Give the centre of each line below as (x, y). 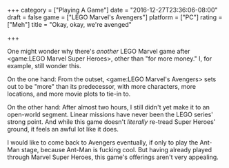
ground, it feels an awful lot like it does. (63, 129)
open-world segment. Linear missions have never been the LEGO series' (110, 114)
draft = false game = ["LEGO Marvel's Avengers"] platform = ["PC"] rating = (115, 17)
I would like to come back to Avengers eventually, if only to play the (103, 143)
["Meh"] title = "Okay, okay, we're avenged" (70, 24)
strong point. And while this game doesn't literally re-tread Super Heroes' (111, 122)
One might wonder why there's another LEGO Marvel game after (99, 51)
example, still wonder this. (44, 66)
